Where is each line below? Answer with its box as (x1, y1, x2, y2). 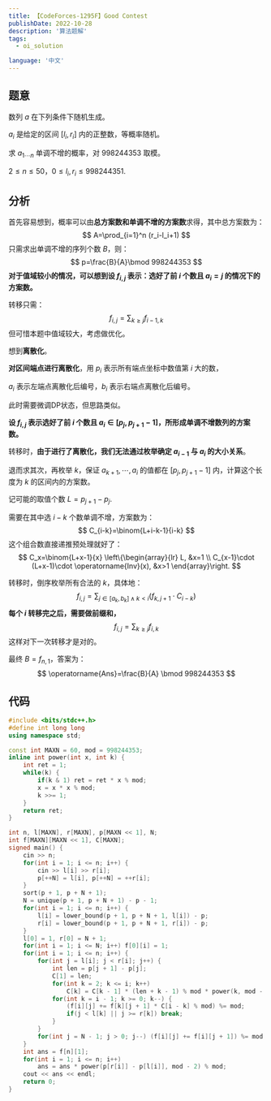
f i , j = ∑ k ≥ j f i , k (113, 621, 160, 633)
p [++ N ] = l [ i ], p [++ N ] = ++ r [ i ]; (37, 874, 151, 882)
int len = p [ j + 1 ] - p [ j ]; (51, 965, 148, 973)
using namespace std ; (8, 732, 82, 740)
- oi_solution (15, 42, 63, 50)
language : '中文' (8, 57, 65, 65)
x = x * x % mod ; (37, 784, 96, 792)
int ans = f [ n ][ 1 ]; (23, 1047, 89, 1056)
